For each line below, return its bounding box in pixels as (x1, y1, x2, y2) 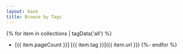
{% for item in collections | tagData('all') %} (6, 30, 112, 37)
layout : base (6, 8, 38, 15)
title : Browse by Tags (6, 14, 62, 20)
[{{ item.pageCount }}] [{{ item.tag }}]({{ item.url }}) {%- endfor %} (14, 41, 177, 48)
